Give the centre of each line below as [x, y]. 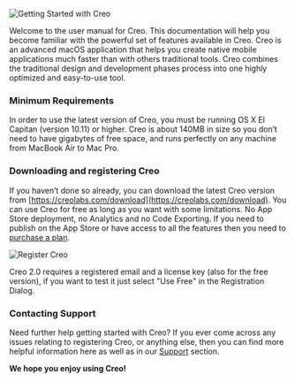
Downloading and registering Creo [85, 171]
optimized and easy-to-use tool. [68, 78]
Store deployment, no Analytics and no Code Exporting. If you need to [136, 218]
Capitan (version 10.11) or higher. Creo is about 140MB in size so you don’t [144, 129]
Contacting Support [53, 313]
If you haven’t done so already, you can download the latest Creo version [142, 190]
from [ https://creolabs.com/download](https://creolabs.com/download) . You [148, 200]
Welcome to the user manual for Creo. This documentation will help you [140, 31]
